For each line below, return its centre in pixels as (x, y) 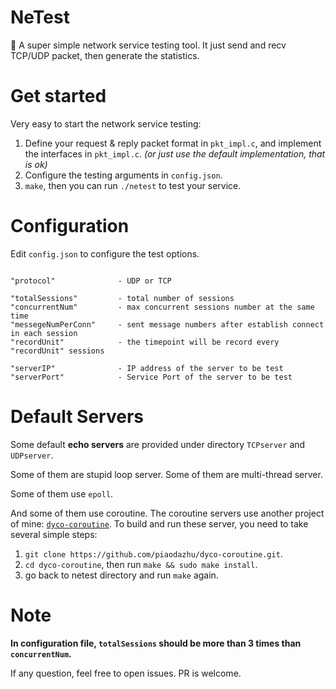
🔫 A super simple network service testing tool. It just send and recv (148, 45)
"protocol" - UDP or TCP (91, 281)
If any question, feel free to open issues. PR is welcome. (126, 673)
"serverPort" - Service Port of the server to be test (151, 377)
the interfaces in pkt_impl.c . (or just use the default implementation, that (175, 153)
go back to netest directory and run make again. (121, 575)
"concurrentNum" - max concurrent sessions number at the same (162, 307)
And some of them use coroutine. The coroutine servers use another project (167, 513)
